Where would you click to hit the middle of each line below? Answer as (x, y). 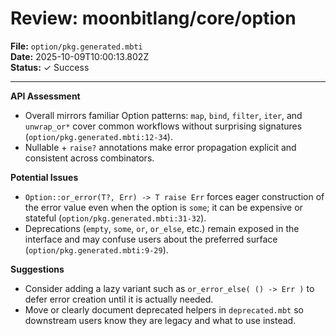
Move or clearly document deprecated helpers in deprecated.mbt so (164, 309)
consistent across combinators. (89, 158)
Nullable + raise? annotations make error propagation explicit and (160, 147)
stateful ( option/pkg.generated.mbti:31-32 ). (115, 218)
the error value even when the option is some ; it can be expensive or (163, 207)
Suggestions (37, 269)
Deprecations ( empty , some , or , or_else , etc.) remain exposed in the (162, 228)
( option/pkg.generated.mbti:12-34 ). (98, 136)
